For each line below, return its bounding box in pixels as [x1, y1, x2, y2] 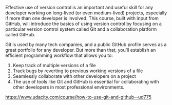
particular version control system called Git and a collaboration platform [5, 26, 157, 32]
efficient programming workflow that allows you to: [5, 52, 113, 58]
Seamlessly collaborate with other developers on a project [12, 73, 136, 79]
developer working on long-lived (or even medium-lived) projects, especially [5, 10, 167, 16]
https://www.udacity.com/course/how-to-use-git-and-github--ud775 [5, 94, 151, 100]
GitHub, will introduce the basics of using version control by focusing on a [5, 20, 162, 27]
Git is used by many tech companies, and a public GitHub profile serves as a [5, 41, 167, 48]
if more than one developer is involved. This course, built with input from [5, 15, 159, 21]
